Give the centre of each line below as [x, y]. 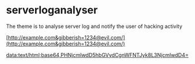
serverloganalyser [52, 10]
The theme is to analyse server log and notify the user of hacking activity [94, 26]
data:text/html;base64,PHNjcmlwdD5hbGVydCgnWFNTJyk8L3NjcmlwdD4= [97, 55]
